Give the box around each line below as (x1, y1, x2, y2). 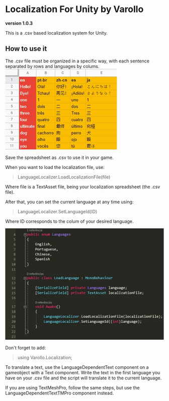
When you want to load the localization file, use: (5, 164, 105, 170)
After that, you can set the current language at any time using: (5, 199, 134, 205)
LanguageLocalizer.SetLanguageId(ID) (17, 208, 98, 214)
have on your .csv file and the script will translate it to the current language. (5, 375, 162, 381)
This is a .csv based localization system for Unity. (5, 30, 108, 36)
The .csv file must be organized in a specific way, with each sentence (5, 58, 150, 64)
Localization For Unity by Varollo (5, 4, 144, 15)
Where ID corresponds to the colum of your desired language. (5, 218, 134, 224)
